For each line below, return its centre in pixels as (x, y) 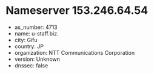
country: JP (29, 46)
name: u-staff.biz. (36, 33)
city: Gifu (26, 40)
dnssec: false (31, 65)
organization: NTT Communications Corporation (74, 52)
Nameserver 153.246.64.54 (77, 11)
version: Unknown (37, 59)
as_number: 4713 (36, 27)
